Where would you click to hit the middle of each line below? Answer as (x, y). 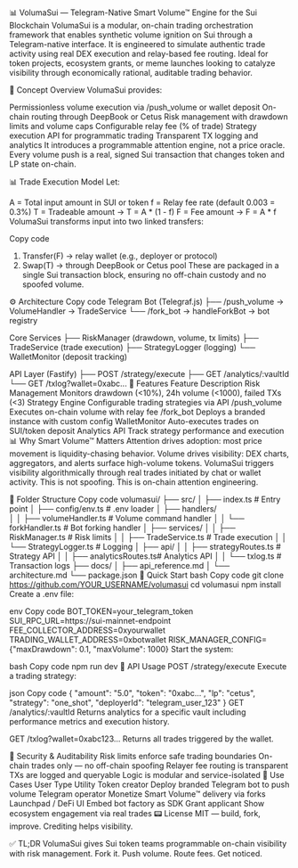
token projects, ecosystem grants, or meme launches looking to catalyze (142, 63)
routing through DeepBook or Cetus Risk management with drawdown (159, 117)
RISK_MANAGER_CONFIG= (217, 639)
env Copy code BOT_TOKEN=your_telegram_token (101, 611)
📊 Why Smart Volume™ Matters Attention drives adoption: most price (136, 441)
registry (24, 320)
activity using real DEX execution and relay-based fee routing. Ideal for (139, 53)
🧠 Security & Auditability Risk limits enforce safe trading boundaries (133, 756)
